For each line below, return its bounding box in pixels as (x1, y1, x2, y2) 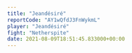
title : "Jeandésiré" (7, 10, 67, 17)
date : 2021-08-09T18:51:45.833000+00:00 (7, 36, 126, 43)
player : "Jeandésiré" (7, 23, 70, 30)
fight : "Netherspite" (7, 29, 70, 36)
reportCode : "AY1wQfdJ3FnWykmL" (7, 17, 100, 23)
